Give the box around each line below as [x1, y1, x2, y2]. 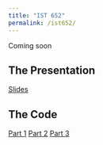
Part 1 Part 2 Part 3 [8, 128, 70, 139]
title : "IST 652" [8, 11, 66, 20]
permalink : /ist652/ [8, 19, 77, 27]
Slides [8, 85, 29, 94]
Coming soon [8, 40, 52, 50]
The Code [8, 108, 58, 121]
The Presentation [8, 63, 96, 77]
